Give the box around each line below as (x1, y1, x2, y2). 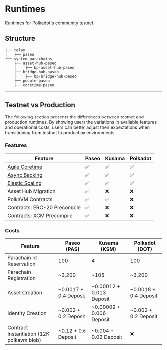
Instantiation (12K (7, 330, 50, 337)
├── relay (5, 47, 26, 53)
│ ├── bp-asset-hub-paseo (14, 65, 75, 70)
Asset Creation (7, 289, 42, 296)
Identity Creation (7, 310, 47, 317)
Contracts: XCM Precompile (7, 212, 73, 219)
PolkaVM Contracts (7, 196, 53, 203)
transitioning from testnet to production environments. (5, 129, 116, 135)
